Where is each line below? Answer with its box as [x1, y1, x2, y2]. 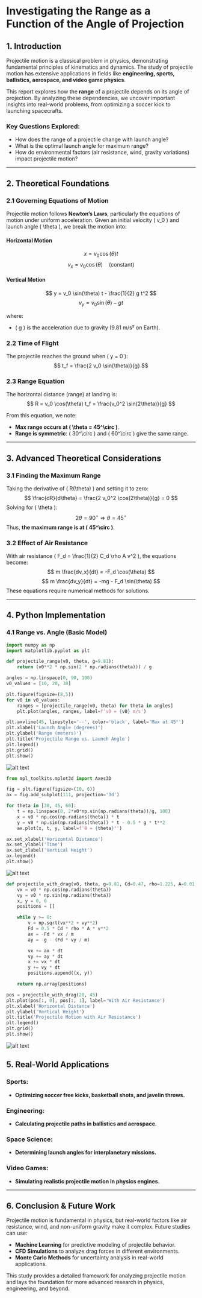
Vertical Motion [6, 276, 46, 283]
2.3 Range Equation [6, 377, 65, 385]
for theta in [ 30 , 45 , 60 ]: [6, 803, 77, 809]
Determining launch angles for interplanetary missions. [14, 1149, 157, 1156]
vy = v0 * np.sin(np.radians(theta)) [17, 892, 112, 898]
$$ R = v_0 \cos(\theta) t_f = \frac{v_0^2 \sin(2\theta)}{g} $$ [26, 400, 176, 408]
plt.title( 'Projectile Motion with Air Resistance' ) [6, 1015, 141, 1021]
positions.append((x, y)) [28, 970, 93, 977]
